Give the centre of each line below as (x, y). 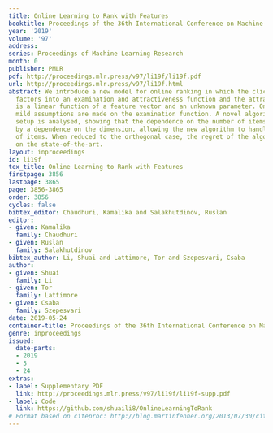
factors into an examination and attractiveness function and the (130, 99)
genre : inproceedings (45, 333)
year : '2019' (30, 31)
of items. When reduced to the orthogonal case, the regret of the (132, 136)
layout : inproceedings (47, 152)
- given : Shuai (34, 273)
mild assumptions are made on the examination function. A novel (129, 115)
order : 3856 (28, 197)
